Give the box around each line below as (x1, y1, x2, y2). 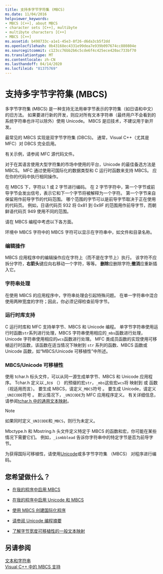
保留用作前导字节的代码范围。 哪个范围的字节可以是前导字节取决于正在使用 (5, 196, 156, 202)
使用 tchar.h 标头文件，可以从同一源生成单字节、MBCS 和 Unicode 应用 (5, 374, 149, 380)
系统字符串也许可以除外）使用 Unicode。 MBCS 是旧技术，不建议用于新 (5, 118, 150, 124)
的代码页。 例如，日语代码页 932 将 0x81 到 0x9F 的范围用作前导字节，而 (5, 202, 152, 208)
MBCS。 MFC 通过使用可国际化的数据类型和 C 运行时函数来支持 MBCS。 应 (5, 167, 157, 173)
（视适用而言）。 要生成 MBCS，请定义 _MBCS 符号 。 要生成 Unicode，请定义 (5, 386, 156, 392)
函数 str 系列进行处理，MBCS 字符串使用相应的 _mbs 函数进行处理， (13, 330, 145, 336)
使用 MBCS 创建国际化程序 (12, 507, 66, 513)
